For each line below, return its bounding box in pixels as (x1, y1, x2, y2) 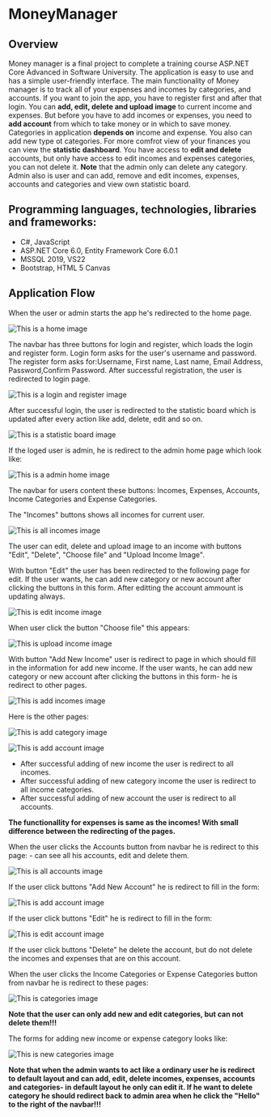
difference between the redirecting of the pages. (8, 826, 176, 836)
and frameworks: (8, 216, 97, 230)
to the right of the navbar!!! (8, 1099, 102, 1109)
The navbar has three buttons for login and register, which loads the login (8, 339, 253, 349)
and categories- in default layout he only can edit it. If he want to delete (8, 1082, 253, 1092)
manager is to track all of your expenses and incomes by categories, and (8, 84, 252, 94)
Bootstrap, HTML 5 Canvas (19, 263, 111, 273)
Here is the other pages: (8, 711, 89, 721)
